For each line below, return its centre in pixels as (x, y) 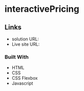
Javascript (22, 83)
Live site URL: (26, 44)
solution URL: (25, 39)
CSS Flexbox (25, 78)
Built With (17, 57)
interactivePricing (42, 9)
